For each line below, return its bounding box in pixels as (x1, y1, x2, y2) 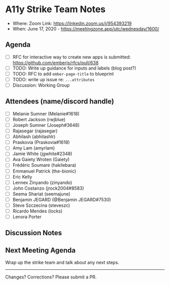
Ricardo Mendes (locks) (12, 208, 63, 214)
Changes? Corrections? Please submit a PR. (5, 274, 97, 280)
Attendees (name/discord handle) (5, 97, 114, 106)
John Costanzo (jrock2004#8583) (12, 185, 84, 191)
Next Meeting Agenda (5, 246, 76, 255)
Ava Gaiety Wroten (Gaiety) (12, 156, 70, 163)
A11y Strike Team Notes (5, 4, 106, 15)
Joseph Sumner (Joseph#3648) (12, 122, 80, 128)
